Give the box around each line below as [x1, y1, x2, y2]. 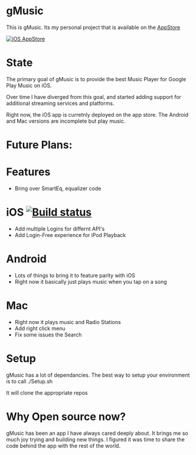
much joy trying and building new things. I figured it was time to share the [6, 435, 185, 443]
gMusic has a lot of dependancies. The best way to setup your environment [6, 371, 190, 379]
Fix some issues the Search [14, 331, 82, 338]
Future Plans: [6, 138, 73, 152]
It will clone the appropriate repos [6, 389, 88, 396]
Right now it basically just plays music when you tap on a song [14, 278, 167, 285]
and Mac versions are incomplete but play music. [6, 117, 126, 124]
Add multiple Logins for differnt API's [14, 225, 105, 232]
